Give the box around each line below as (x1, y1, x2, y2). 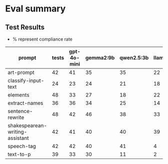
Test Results (5, 23, 45, 31)
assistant (7, 134, 29, 141)
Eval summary (5, 3, 66, 14)
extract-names (7, 99, 43, 106)
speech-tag (7, 143, 36, 149)
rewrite (7, 114, 24, 120)
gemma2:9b (85, 54, 115, 61)
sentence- (7, 108, 33, 114)
